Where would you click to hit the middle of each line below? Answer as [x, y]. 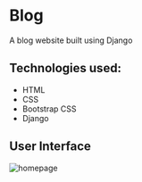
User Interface [50, 147]
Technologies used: [66, 68]
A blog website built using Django [71, 40]
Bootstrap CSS [49, 109]
